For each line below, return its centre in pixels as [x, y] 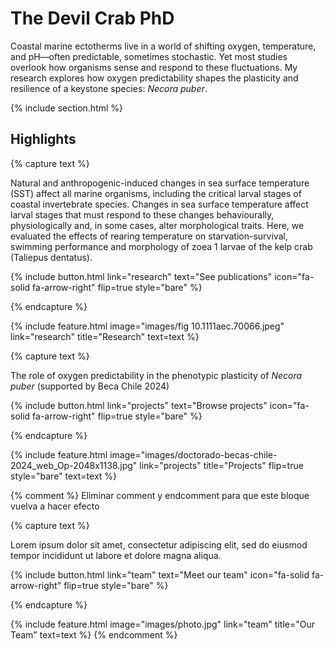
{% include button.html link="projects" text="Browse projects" [139, 405]
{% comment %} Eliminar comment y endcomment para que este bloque [160, 495]
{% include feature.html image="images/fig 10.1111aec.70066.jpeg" [147, 326]
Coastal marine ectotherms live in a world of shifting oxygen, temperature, [163, 46]
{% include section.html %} [67, 108]
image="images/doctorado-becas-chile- [193, 454]
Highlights [43, 139]
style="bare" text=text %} [64, 476]
